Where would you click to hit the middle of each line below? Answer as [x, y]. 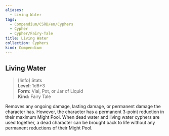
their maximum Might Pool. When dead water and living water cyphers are [82, 117]
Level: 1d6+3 [31, 86]
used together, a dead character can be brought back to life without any [80, 123]
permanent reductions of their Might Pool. [49, 128]
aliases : [14, 10]
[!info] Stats [30, 80]
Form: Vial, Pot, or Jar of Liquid [50, 91]
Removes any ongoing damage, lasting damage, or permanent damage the [83, 107]
